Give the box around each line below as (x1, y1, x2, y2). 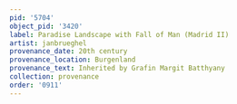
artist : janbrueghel (9, 38, 88, 48)
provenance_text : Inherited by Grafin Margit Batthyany (9, 64, 225, 73)
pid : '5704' (9, 13, 54, 23)
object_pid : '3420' (9, 22, 84, 31)
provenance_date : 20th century (9, 47, 128, 56)
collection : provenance (9, 72, 100, 81)
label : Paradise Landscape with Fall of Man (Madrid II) (9, 30, 230, 39)
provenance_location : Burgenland (9, 55, 136, 64)
